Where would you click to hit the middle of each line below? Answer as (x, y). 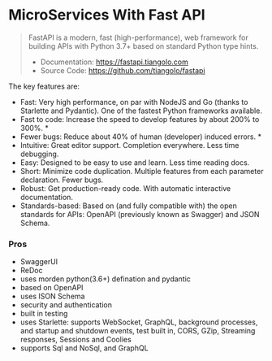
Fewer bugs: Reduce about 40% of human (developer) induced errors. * (141, 137)
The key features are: (44, 86)
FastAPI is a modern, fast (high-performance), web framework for (138, 37)
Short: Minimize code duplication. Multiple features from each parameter (142, 171)
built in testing (44, 314)
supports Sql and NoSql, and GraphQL (84, 348)
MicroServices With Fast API (107, 15)
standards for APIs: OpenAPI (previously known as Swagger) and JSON (140, 214)
